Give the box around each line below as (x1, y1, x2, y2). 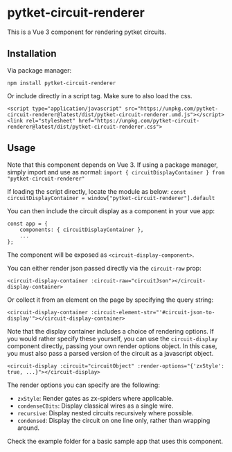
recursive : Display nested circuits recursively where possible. (17, 408, 194, 417)
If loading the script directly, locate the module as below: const (7, 187, 187, 195)
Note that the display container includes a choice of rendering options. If (7, 327, 215, 335)
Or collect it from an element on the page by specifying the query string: (7, 296, 214, 304)
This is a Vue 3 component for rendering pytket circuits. (7, 28, 167, 36)
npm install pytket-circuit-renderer (7, 80, 116, 87)
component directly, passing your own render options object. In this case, (7, 341, 217, 350)
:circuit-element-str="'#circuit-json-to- (91, 309, 215, 316)
